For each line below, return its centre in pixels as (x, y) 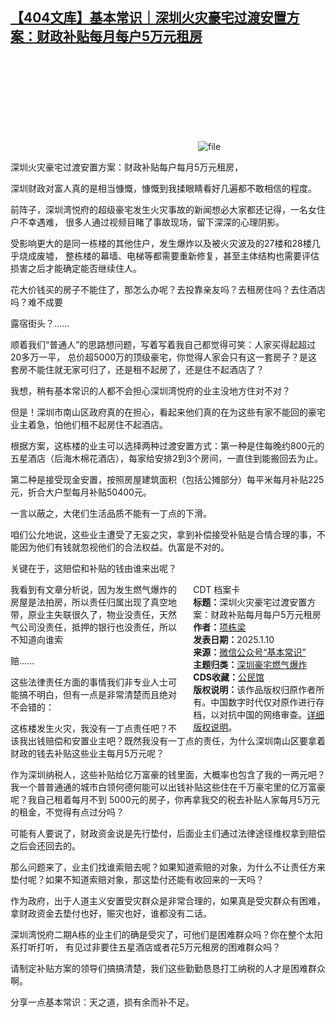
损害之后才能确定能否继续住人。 (76, 268)
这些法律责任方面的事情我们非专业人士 (89, 682)
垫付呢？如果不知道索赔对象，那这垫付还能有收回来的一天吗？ (137, 879)
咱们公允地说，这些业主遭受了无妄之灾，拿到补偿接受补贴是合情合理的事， (163, 534)
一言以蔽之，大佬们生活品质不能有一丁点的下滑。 (111, 513)
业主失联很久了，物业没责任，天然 (106, 614)
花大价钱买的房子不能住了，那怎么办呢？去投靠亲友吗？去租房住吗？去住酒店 (168, 289)
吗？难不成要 (36, 302)
